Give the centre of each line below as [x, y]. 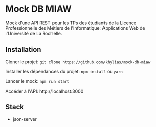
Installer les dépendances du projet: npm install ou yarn [64, 71]
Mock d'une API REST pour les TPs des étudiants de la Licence [71, 23]
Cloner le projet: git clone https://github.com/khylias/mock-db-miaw [78, 62]
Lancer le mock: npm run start [37, 81]
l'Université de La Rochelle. [34, 33]
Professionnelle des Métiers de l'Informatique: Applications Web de [75, 28]
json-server [24, 119]
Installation [23, 49]
